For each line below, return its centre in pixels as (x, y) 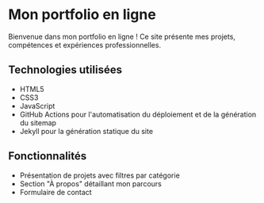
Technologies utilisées (65, 70)
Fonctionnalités (48, 156)
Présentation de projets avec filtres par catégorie (99, 175)
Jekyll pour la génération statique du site (86, 131)
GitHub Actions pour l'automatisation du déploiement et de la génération (138, 114)
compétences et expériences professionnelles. (84, 44)
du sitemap (38, 123)
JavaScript (37, 105)
